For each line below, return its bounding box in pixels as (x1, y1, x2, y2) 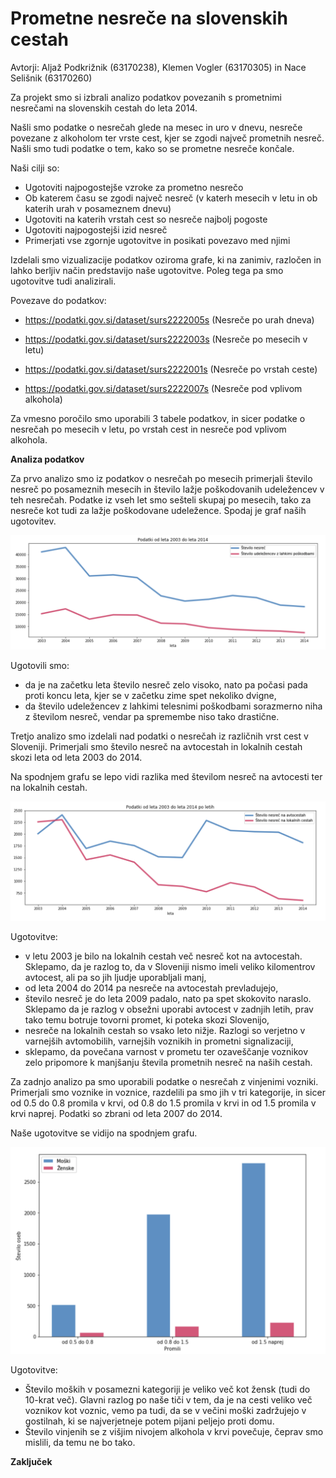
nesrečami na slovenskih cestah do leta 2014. (10, 102, 198, 114)
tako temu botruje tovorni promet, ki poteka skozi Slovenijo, (24, 1014, 270, 1026)
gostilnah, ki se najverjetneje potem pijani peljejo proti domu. (24, 1415, 275, 1427)
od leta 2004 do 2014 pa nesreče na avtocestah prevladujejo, (24, 982, 279, 994)
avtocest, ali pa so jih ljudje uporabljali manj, (24, 972, 207, 984)
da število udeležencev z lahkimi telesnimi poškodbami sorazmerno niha (24, 700, 323, 712)
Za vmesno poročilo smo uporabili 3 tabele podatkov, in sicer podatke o (10, 412, 306, 424)
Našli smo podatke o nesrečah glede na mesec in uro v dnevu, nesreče (10, 121, 303, 133)
